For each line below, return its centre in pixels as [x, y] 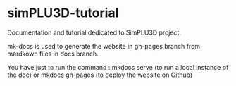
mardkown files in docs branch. [53, 54]
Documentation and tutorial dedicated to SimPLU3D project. [94, 32]
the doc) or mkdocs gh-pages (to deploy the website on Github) [100, 75]
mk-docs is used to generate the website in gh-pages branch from [104, 46]
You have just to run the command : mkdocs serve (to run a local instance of [118, 67]
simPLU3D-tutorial [63, 13]
